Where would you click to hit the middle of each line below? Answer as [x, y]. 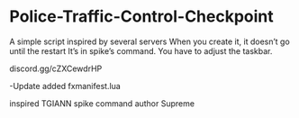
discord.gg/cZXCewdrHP [56, 68]
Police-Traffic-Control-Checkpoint [142, 17]
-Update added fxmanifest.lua [65, 86]
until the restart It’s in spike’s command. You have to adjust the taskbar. [141, 50]
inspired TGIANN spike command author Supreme [102, 103]
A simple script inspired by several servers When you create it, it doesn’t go [149, 41]
